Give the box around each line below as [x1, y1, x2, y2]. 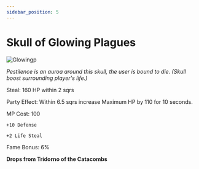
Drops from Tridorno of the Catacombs [6, 155, 107, 163]
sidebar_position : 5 [6, 9, 60, 15]
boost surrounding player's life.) [6, 74, 88, 82]
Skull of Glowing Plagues [6, 35, 136, 49]
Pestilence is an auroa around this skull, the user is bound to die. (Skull [6, 68, 186, 75]
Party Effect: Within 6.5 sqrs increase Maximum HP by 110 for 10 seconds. [6, 98, 193, 105]
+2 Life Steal [6, 133, 43, 139]
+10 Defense [6, 122, 37, 128]
